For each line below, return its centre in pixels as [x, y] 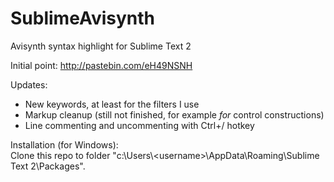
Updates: [29, 84]
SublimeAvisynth [82, 18]
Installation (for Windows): [64, 144]
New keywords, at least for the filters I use [112, 104]
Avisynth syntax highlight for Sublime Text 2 [101, 46]
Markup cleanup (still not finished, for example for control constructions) [174, 114]
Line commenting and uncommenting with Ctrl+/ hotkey [139, 125]
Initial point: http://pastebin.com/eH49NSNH [101, 65]
